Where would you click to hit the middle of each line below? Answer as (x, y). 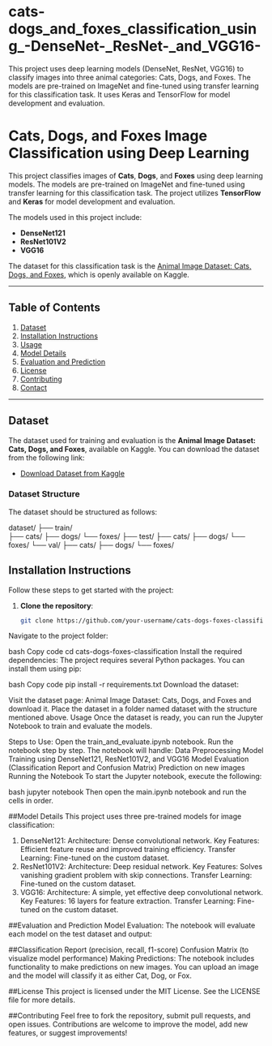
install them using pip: (45, 669)
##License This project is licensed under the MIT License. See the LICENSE (134, 992)
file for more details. (42, 1000)
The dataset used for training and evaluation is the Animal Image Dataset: (132, 440)
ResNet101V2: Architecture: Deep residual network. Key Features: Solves (141, 867)
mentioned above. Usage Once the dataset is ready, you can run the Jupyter (136, 717)
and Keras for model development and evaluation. (92, 201)
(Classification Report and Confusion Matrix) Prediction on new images (127, 768)
